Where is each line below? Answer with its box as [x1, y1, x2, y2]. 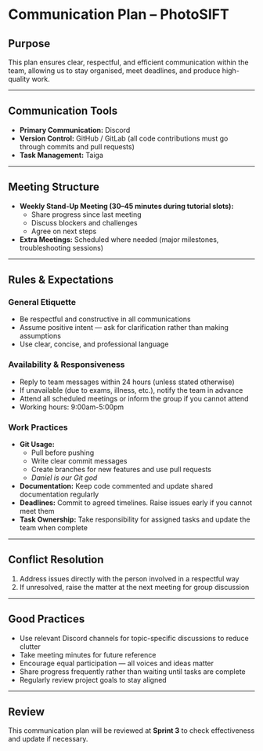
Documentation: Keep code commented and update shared [19, 481, 214, 490]
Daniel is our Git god [31, 473, 98, 482]
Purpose [8, 37, 51, 50]
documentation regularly [19, 489, 99, 499]
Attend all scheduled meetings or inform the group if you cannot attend [19, 394, 249, 403]
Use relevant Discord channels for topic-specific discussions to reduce [19, 633, 249, 643]
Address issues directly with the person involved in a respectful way [19, 573, 240, 583]
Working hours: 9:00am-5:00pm [19, 402, 124, 412]
